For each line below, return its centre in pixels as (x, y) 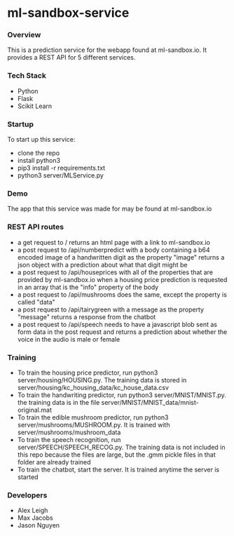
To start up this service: (41, 140)
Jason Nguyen (39, 525)
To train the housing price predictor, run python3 (88, 373)
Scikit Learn (35, 106)
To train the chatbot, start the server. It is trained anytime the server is (118, 469)
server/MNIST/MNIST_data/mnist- (150, 402)
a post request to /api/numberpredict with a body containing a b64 (113, 250)
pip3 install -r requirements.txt (61, 168)
